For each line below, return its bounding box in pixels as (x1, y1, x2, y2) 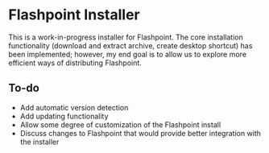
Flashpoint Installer (8, 6, 140, 24)
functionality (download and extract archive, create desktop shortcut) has (8, 40, 253, 50)
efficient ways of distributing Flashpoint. (8, 58, 143, 68)
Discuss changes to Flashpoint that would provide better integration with (19, 128, 262, 138)
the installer (19, 137, 60, 147)
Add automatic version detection (19, 102, 129, 112)
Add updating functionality (19, 111, 109, 121)
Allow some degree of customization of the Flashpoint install (19, 119, 221, 130)
